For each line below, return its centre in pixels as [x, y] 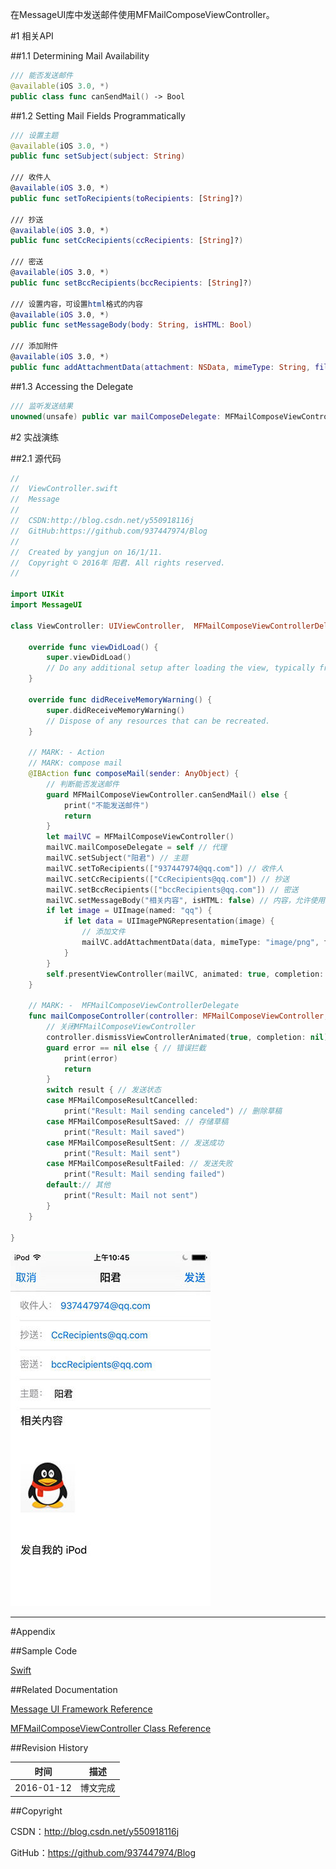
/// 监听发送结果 [41, 406]
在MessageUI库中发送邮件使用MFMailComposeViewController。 [142, 14]
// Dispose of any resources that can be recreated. [158, 721]
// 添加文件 [103, 932]
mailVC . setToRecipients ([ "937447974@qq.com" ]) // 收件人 [165, 868]
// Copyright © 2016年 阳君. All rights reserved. [118, 563]
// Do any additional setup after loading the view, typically [180, 668]
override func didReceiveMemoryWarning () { [120, 699]
